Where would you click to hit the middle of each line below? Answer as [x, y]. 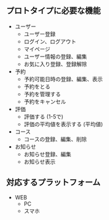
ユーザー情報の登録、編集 [55, 57]
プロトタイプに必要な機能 [53, 11]
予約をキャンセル [45, 102]
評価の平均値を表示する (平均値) [63, 124]
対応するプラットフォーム [53, 182]
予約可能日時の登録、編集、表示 [63, 79]
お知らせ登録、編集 [48, 154]
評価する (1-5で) [44, 117]
